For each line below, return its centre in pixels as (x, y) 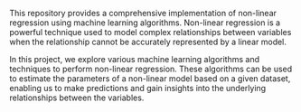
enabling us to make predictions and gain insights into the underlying (138, 88)
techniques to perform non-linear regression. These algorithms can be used (151, 69)
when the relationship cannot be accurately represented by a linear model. (148, 42)
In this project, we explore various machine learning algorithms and (135, 59)
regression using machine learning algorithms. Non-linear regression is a (145, 23)
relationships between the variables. (77, 98)
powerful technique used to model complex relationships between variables (150, 32)
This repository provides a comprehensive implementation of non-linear (143, 13)
